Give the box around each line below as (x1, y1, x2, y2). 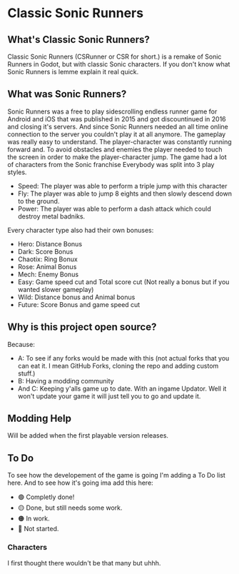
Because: (7, 340, 36, 348)
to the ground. (17, 196, 60, 205)
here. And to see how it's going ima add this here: (7, 478, 153, 487)
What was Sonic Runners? (7, 88, 127, 101)
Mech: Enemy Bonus (17, 270, 79, 278)
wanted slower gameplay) (17, 285, 94, 293)
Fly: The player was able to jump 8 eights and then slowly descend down (17, 189, 232, 198)
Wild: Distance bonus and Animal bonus (17, 293, 136, 301)
